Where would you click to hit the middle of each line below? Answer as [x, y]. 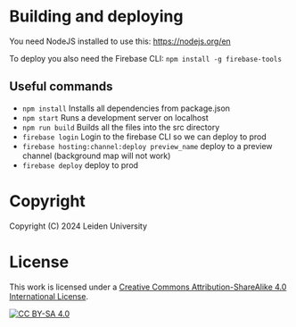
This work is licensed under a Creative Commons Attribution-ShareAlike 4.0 [148, 287]
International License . [49, 296]
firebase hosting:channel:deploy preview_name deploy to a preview [148, 146]
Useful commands [61, 87]
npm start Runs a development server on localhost [115, 117]
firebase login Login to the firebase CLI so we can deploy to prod [144, 137]
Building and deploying [96, 17]
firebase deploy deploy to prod [80, 165]
